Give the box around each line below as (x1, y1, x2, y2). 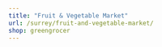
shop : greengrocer (8, 26, 70, 34)
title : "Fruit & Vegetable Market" (8, 11, 129, 20)
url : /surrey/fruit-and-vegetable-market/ (8, 19, 154, 27)
